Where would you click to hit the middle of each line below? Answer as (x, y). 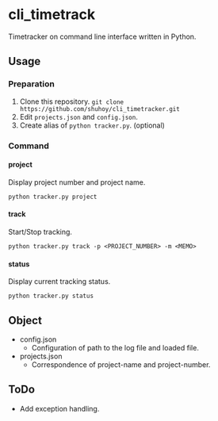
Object (25, 320)
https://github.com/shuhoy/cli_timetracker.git (99, 109)
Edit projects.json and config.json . (79, 117)
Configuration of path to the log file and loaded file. (115, 347)
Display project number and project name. (77, 182)
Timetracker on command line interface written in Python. (102, 36)
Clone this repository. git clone (72, 101)
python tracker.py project (53, 197)
